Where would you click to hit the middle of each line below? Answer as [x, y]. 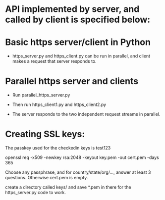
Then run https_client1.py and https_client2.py [59, 104]
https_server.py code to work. [35, 192]
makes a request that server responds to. [54, 61]
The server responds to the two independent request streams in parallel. [86, 114]
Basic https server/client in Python [78, 42]
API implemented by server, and [72, 9]
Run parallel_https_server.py [41, 95]
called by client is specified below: [78, 20]
